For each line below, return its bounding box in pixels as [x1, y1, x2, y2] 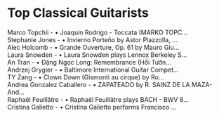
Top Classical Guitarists [7, 5, 149, 21]
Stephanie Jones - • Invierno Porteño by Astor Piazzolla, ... [7, 35, 178, 44]
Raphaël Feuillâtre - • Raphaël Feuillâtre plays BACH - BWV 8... [7, 95, 190, 103]
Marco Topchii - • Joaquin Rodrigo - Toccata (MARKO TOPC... [7, 28, 188, 37]
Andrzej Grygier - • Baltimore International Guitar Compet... [7, 65, 179, 74]
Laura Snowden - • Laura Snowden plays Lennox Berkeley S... [7, 51, 187, 59]
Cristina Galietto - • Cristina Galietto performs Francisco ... [7, 103, 177, 111]
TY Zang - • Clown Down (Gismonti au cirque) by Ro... [7, 72, 164, 81]
